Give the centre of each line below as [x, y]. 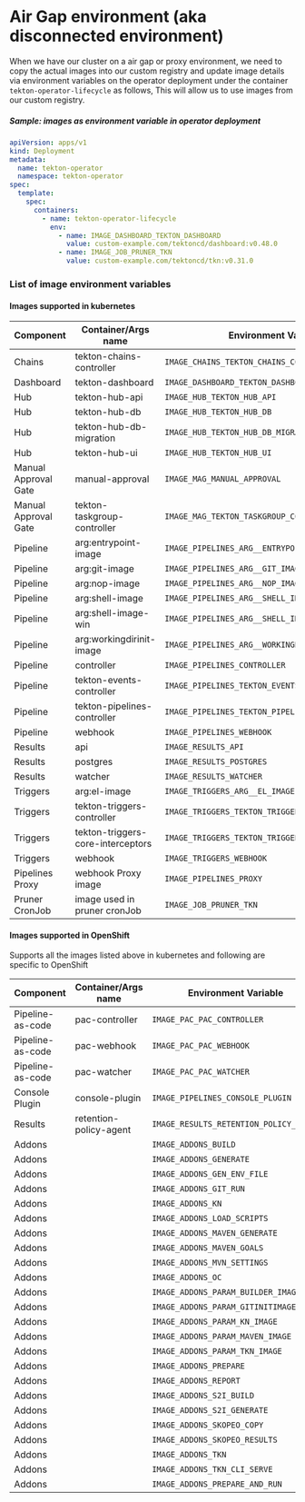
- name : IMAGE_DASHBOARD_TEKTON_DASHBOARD [139, 235]
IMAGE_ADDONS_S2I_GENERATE [210, 1411]
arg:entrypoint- [108, 542]
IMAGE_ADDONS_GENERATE [201, 1159]
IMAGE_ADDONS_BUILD [194, 1145]
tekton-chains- [108, 356]
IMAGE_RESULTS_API [204, 747]
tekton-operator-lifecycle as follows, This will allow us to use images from [151, 90]
